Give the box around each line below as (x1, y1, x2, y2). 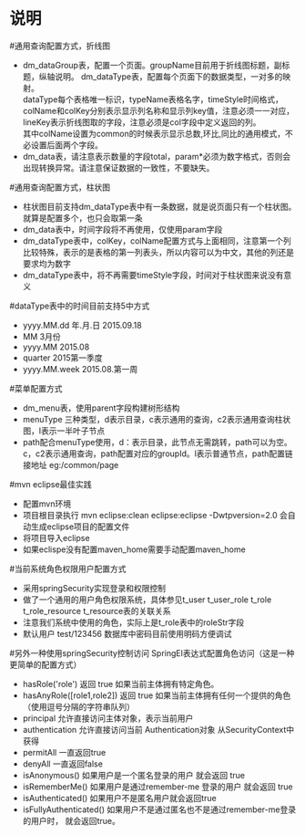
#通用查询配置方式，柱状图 (9, 182, 111, 193)
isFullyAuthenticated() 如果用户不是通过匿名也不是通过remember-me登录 (22, 804, 297, 815)
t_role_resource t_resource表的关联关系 (22, 605, 171, 616)
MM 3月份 (22, 330, 61, 342)
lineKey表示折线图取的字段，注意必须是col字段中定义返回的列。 (22, 116, 261, 128)
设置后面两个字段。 (30, 139, 103, 151)
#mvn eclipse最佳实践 (9, 478, 93, 489)
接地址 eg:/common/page (22, 459, 119, 470)
